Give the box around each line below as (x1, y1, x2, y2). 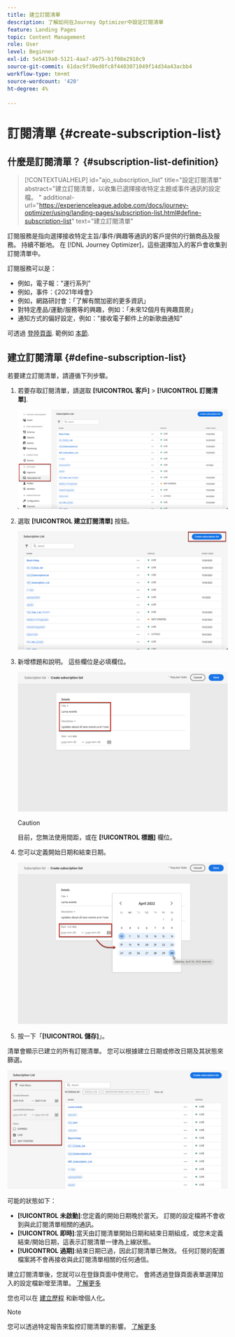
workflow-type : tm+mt (7, 70, 71, 77)
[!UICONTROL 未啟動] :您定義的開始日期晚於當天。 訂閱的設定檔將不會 (17, 1212, 219, 1220)
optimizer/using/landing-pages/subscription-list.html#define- (24, 209, 201, 217)
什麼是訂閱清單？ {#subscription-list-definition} (7, 156, 219, 167)
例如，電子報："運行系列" (17, 279, 91, 287)
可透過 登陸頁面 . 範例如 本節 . (7, 329, 90, 338)
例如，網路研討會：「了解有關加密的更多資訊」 (17, 296, 150, 305)
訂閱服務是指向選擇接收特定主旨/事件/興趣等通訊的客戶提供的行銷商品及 (7, 232, 215, 240)
